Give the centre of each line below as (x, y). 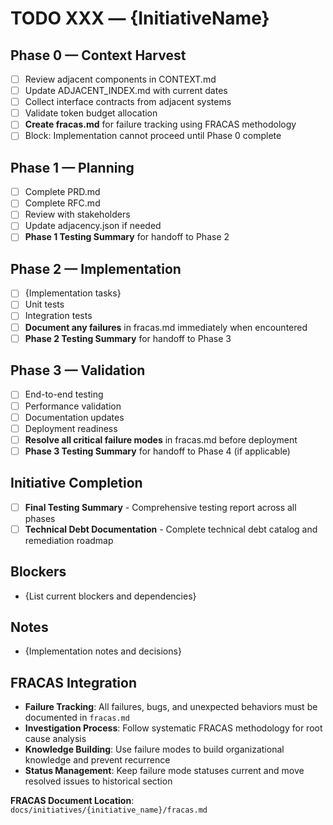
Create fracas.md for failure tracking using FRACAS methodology (160, 124)
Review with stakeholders (77, 214)
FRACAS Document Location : (72, 801)
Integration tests (58, 316)
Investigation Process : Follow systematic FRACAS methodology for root (173, 728)
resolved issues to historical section (98, 781)
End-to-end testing (64, 394)
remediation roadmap (69, 540)
